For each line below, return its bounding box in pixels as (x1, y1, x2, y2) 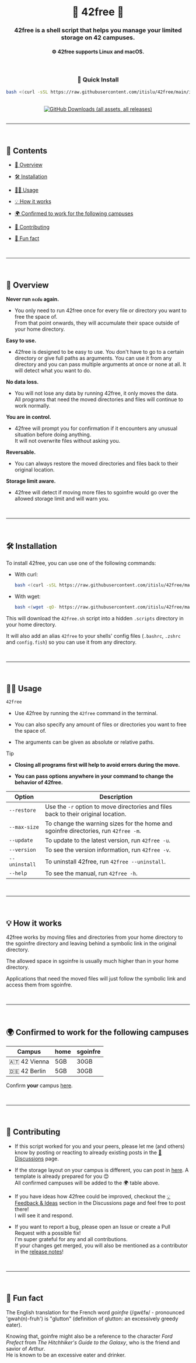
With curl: (14, 571, 38, 578)
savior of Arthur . (6, 1345, 45, 1352)
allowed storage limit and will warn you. (14, 495, 110, 503)
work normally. (14, 402, 51, 409)
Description (99, 793, 133, 801)
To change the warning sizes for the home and (44, 819, 173, 828)
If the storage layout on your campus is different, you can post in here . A (14, 1166, 189, 1173)
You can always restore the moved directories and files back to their (14, 460, 178, 467)
